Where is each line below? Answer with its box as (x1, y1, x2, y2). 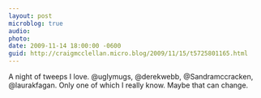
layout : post (8, 11, 53, 20)
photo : (8, 34, 31, 43)
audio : (8, 27, 31, 35)
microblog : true (8, 19, 63, 28)
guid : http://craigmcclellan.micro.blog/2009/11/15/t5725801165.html (8, 49, 249, 58)
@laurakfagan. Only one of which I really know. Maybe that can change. (8, 80, 249, 90)
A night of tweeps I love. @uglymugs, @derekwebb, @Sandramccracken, (8, 72, 254, 81)
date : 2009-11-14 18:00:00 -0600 (8, 42, 122, 50)
